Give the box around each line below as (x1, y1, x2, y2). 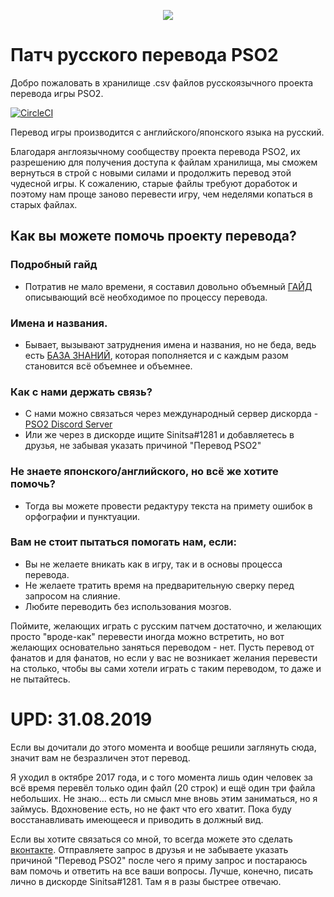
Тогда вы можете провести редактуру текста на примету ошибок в (24, 500, 313, 512)
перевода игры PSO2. (10, 87, 104, 99)
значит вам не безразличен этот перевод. (10, 751, 191, 764)
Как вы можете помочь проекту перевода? (10, 228, 297, 245)
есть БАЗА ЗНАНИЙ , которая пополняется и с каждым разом (24, 349, 289, 361)
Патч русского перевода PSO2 (10, 44, 279, 67)
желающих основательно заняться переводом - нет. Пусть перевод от (10, 641, 315, 653)
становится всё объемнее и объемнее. (24, 360, 193, 372)
